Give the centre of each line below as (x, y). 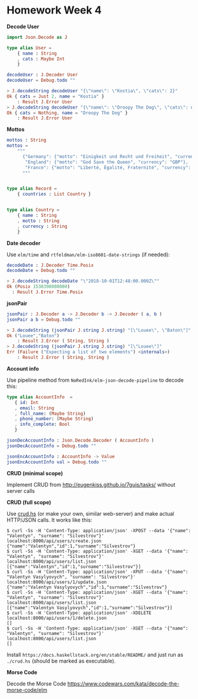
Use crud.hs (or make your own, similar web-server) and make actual (90, 513)
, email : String (34, 408)
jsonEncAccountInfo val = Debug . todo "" (57, 462)
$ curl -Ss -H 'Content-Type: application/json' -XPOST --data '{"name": (99, 530)
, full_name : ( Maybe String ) (50, 414)
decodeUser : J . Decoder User (42, 75)
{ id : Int (26, 402)
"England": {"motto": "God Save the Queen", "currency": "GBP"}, (107, 162)
